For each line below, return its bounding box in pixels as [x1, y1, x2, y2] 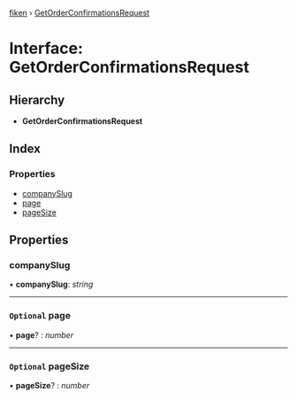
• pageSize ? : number [9, 380, 90, 390]
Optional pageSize [9, 360, 90, 372]
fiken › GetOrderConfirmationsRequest [9, 8, 150, 18]
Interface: [9, 39, 84, 58]
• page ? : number [9, 329, 73, 340]
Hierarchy [9, 92, 65, 107]
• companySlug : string [9, 279, 94, 290]
